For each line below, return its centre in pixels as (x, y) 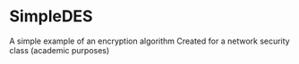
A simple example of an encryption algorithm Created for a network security (149, 41)
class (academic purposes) (60, 50)
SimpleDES (51, 16)
